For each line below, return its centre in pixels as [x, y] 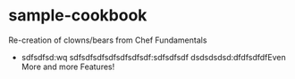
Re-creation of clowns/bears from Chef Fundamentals [108, 40]
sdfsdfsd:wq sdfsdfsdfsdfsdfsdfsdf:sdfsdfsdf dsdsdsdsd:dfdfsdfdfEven [154, 57]
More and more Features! [68, 67]
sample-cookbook [78, 16]
